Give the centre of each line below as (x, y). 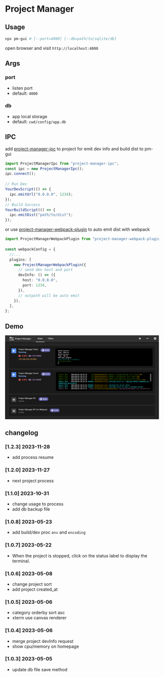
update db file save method (40, 669)
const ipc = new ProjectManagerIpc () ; (44, 169)
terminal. (21, 561)
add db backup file (31, 509)
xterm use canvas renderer (39, 618)
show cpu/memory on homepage (45, 646)
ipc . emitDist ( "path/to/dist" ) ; (41, 215)
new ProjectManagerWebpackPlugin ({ (50, 265)
